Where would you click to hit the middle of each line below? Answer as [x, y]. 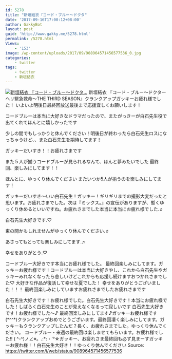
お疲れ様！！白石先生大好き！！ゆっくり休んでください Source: [77, 345]
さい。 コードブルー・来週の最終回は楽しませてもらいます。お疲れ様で [84, 332]
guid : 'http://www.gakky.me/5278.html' [48, 34]
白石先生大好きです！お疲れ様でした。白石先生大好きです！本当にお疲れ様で [86, 300]
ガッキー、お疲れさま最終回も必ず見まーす [104, 338]
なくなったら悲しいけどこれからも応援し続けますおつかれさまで [95, 276]
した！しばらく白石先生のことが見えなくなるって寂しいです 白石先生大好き [84, 307]
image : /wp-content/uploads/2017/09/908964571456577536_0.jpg [73, 53]
